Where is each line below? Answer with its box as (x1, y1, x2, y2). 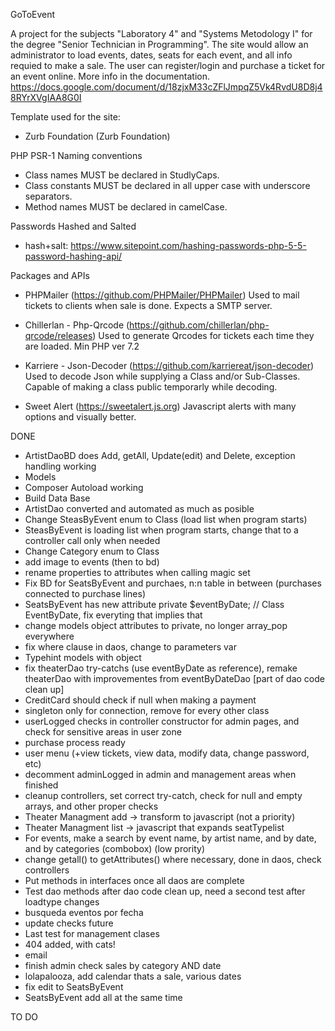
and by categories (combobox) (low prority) (24, 843, 205, 854)
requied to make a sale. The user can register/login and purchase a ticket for (10, 60, 326, 71)
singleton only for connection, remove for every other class (24, 705, 270, 716)
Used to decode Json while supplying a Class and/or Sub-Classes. (24, 370, 301, 382)
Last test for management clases (24, 928, 160, 939)
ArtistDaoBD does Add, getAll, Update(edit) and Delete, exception (24, 450, 296, 461)
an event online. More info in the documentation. (10, 70, 210, 82)
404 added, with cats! (24, 939, 116, 950)
